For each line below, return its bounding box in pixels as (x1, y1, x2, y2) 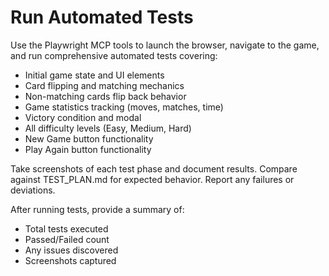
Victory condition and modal (24, 111, 142, 123)
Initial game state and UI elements (24, 69, 165, 81)
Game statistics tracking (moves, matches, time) (24, 101, 224, 113)
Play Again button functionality (24, 143, 152, 155)
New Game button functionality (24, 132, 154, 145)
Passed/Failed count (24, 233, 110, 245)
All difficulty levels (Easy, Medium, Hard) (24, 122, 192, 134)
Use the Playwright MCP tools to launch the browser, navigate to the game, (10, 39, 320, 51)
